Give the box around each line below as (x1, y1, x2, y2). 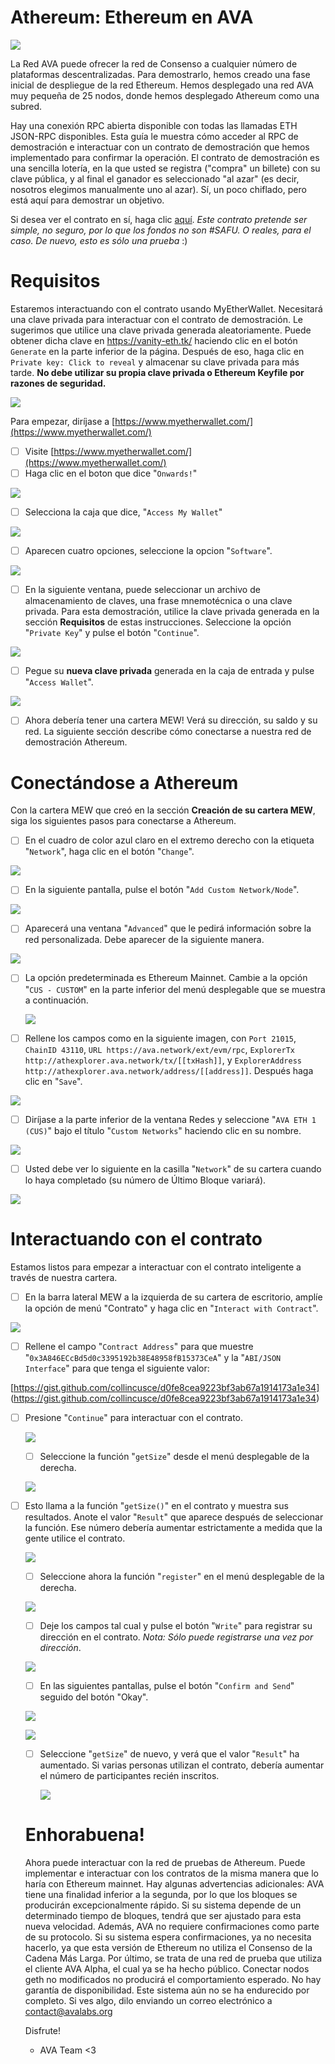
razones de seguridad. (10, 377, 107, 389)
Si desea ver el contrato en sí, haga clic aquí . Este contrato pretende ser (10, 213, 308, 225)
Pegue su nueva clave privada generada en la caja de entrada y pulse (24, 665, 315, 677)
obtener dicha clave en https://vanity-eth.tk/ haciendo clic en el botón (10, 334, 298, 346)
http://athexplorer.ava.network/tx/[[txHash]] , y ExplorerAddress (24, 1054, 302, 1066)
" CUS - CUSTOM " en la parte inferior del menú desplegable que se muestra (24, 983, 326, 995)
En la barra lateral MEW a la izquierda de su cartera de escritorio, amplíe (24, 1291, 323, 1303)
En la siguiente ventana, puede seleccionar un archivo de (24, 584, 261, 596)
